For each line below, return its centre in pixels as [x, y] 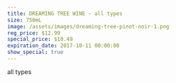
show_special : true [35, 53]
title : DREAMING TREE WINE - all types [65, 13]
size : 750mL [24, 20]
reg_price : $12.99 [34, 33]
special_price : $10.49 [40, 39]
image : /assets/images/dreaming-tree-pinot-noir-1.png [88, 26]
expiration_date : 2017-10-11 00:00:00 [63, 46]
